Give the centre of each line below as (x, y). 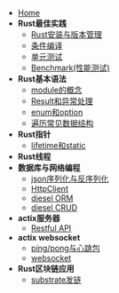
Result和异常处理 (62, 101)
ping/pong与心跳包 (65, 248)
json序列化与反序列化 (70, 178)
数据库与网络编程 (49, 167)
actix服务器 (39, 218)
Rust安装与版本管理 (66, 34)
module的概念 (56, 90)
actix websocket (49, 238)
